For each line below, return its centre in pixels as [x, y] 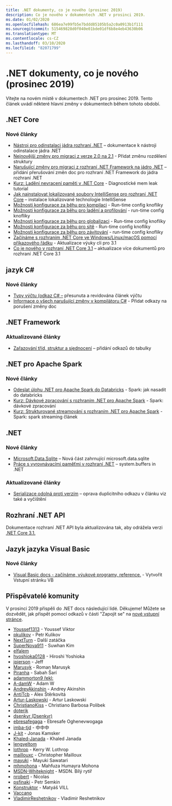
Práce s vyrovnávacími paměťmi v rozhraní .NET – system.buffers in [84, 464]
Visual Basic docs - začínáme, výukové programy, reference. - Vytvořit [88, 574]
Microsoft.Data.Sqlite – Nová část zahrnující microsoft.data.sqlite [81, 458]
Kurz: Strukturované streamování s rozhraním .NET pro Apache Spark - [88, 411]
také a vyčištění [30, 499]
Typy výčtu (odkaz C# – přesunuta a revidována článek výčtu [77, 295]
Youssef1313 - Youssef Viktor [44, 629]
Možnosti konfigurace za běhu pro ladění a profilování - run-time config [89, 210]
